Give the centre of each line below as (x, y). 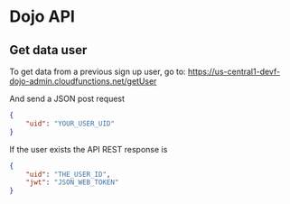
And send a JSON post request (67, 98)
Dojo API (42, 17)
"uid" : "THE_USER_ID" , (68, 174)
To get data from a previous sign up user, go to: (98, 71)
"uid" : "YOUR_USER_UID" (70, 124)
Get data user (48, 50)
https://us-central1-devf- (234, 71)
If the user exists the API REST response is (89, 149)
